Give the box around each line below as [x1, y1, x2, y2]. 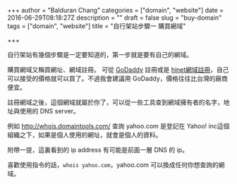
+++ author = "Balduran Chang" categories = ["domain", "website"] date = [7, 6, 224, 14]
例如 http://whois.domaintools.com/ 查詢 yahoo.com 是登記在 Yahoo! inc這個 [7, 122, 230, 130]
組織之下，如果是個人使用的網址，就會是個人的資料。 [7, 130, 162, 139]
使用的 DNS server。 [19, 107, 80, 115]
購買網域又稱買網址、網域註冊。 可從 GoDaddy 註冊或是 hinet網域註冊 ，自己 [7, 66, 229, 73]
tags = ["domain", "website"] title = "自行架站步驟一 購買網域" [7, 22, 186, 30]
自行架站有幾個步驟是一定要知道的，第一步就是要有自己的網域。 [7, 51, 193, 59]
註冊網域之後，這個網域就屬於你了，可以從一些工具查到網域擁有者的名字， [7, 98, 224, 106]
